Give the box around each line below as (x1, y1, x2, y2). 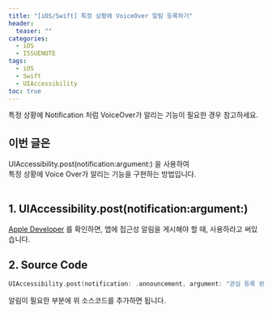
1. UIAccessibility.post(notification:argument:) (8, 201, 249, 215)
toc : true (8, 87, 42, 95)
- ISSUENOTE (15, 49, 57, 57)
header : (8, 19, 35, 27)
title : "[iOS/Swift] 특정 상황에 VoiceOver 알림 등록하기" (8, 11, 193, 20)
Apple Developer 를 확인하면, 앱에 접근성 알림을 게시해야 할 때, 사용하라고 (8, 224, 243, 234)
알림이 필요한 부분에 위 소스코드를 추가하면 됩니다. (8, 295, 167, 305)
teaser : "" (15, 27, 53, 35)
